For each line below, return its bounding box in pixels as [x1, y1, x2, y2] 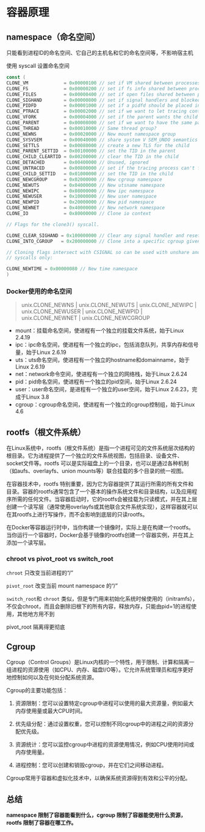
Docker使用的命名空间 [6, 287, 72, 295]
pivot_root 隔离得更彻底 [6, 623, 65, 631]
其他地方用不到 [16, 610, 55, 618]
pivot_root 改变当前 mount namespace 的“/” [6, 582, 118, 590]
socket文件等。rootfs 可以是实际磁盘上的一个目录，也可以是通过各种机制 [6, 460, 189, 467]
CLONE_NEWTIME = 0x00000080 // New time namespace [6, 266, 138, 272]
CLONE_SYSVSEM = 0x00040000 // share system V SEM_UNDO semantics [6, 137, 198, 143]
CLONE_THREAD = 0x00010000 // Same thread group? [6, 125, 157, 131]
